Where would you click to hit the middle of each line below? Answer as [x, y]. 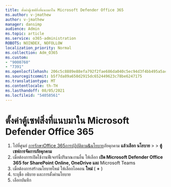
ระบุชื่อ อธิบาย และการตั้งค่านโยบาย [42, 174]
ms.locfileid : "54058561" [33, 95]
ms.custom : [17, 57]
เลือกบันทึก [22, 180]
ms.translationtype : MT [31, 81]
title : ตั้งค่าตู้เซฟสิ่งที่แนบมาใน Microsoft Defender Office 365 [64, 10]
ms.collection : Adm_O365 [32, 52]
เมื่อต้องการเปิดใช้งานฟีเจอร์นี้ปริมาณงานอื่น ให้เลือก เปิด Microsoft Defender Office [88, 157]
